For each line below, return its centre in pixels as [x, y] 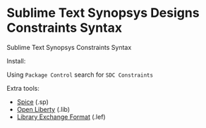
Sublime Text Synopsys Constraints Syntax [69, 47]
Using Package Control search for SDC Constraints [80, 75]
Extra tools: [23, 88]
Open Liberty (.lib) [43, 109]
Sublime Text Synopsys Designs [103, 13]
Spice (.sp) [32, 102]
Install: [16, 60]
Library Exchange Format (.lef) [61, 117]
